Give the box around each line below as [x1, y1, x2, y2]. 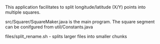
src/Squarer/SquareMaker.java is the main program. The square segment [5, 19, 155, 24]
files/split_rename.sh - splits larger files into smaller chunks [5, 34, 127, 39]
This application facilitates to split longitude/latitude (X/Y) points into [5, 4, 146, 10]
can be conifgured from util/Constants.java [5, 24, 93, 30]
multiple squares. [5, 9, 41, 15]
